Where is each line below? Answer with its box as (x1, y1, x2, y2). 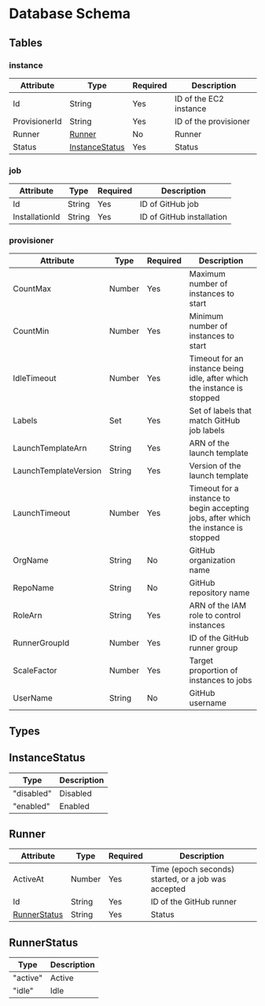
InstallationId (13, 212, 61, 223)
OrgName (13, 555, 50, 566)
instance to (189, 493, 230, 504)
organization (189, 555, 236, 566)
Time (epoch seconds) (150, 864, 235, 875)
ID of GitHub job (139, 198, 199, 209)
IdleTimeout (13, 373, 57, 384)
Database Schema (9, 5, 131, 23)
